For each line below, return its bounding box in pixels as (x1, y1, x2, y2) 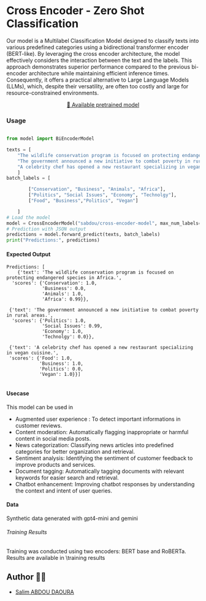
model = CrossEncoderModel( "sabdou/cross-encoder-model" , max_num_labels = (6, 220, 202, 226)
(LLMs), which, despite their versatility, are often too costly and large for (6, 82, 189, 90)
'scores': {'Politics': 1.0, (12, 318, 86, 324)
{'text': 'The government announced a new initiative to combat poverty (9, 307, 199, 313)
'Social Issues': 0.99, (42, 323, 103, 329)
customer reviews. (15, 421, 63, 429)
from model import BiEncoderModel (6, 136, 95, 142)
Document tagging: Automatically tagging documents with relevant (15, 467, 185, 475)
